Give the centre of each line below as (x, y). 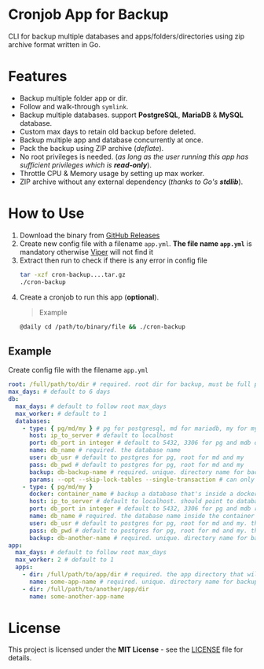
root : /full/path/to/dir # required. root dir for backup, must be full (130, 384)
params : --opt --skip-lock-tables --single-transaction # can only (142, 480)
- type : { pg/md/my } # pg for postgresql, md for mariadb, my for (135, 428)
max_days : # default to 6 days (59, 392)
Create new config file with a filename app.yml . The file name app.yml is (136, 243)
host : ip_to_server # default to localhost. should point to (131, 502)
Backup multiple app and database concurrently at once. (112, 140)
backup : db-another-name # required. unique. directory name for (138, 538)
